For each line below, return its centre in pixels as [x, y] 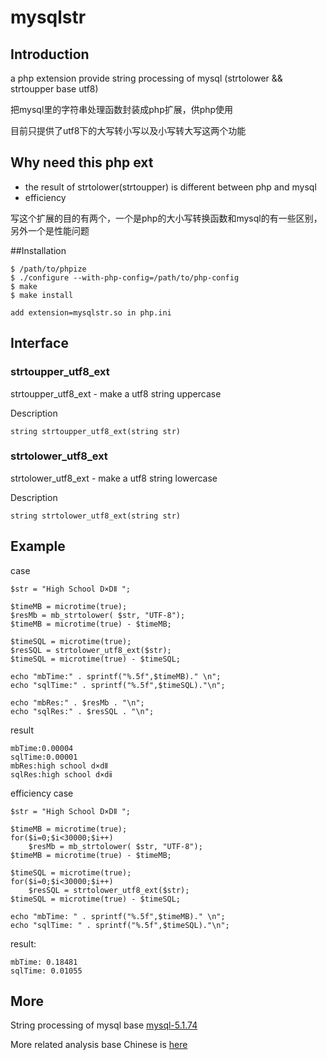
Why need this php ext [82, 162]
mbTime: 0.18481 [44, 962]
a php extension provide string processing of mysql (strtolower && [146, 78]
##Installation [38, 250]
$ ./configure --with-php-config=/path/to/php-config [125, 277]
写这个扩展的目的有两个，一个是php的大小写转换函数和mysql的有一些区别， [166, 218]
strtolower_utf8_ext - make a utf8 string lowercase [114, 478]
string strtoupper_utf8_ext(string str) [96, 431]
